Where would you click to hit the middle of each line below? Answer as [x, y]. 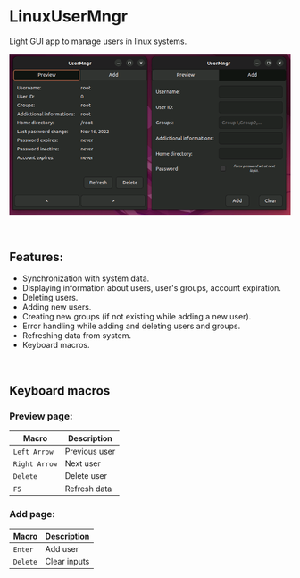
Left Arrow [33, 452]
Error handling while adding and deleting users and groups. [131, 326]
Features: [37, 257]
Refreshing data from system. [77, 336]
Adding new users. [57, 307]
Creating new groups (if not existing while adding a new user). [137, 317]
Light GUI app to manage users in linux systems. [98, 41]
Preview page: [41, 416]
